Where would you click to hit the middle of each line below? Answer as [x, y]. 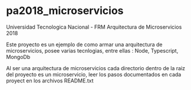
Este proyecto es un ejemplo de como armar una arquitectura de [84, 44]
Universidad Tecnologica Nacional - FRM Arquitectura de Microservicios [94, 27]
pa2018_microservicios [65, 11]
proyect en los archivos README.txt [50, 81]
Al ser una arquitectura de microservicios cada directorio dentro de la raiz [96, 68]
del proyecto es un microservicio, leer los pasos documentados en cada [94, 74]
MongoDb [18, 57]
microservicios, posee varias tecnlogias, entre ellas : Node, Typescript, [92, 50]
